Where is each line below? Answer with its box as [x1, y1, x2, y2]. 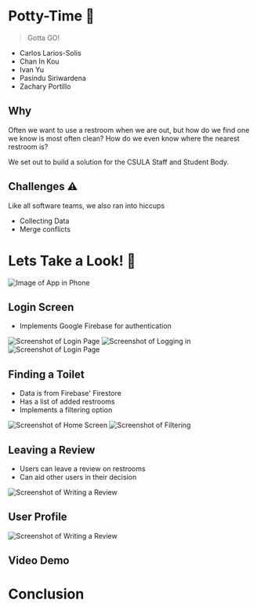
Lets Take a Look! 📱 [8, 251, 136, 269]
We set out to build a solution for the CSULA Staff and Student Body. [8, 157, 230, 166]
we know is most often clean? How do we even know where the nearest [8, 133, 240, 143]
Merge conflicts [19, 224, 71, 234]
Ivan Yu [19, 64, 45, 74]
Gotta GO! [27, 33, 60, 42]
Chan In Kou [19, 57, 60, 66]
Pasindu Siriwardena [19, 73, 86, 82]
